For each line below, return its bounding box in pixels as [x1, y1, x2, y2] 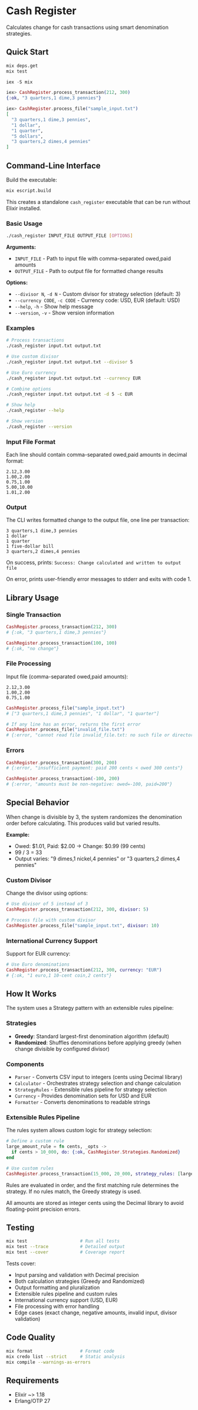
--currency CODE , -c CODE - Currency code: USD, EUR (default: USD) [14, 297, 180, 304]
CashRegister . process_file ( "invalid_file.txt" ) [6, 727, 126, 733]
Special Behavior [6, 798, 70, 808]
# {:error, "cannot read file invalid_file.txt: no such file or [6, 732, 170, 738]
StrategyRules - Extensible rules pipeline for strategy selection [14, 1086, 167, 1093]
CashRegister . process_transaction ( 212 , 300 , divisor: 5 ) [6, 907, 149, 912]
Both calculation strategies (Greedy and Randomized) [14, 1278, 145, 1285]
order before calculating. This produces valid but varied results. [6, 820, 161, 827]
